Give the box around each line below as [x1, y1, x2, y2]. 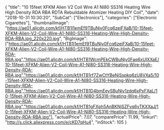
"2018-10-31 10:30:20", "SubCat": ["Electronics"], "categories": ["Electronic [5, 15, 158, 20]
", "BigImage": [59, 35, 88, 41]
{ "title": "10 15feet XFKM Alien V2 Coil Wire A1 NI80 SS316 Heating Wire [5, 4, 151, 10]
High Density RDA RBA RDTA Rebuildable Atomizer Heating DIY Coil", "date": [5, 9, 160, 15]
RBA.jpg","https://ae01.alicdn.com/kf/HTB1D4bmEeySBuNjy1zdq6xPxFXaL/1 [5, 88, 158, 94]
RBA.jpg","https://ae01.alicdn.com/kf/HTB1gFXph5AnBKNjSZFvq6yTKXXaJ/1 [5, 103, 159, 109]
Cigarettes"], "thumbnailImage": [5, 20, 70, 26]
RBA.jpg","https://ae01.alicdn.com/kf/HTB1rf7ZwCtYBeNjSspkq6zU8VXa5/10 [5, 72, 160, 78]
